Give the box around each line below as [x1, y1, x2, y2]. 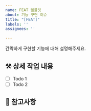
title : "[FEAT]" [5, 17, 40, 22]
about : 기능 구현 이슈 [5, 12, 48, 17]
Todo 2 [12, 81, 28, 87]
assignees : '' [5, 26, 36, 32]
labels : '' [5, 21, 29, 27]
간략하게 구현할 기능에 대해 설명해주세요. [5, 45, 86, 51]
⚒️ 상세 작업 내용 [5, 62, 54, 70]
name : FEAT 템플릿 [5, 7, 41, 13]
